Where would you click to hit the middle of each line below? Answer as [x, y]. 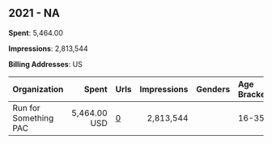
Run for [26, 108]
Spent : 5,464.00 [36, 32]
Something [33, 118]
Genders [213, 89]
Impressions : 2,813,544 [49, 49]
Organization [38, 89]
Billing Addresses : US [46, 64]
